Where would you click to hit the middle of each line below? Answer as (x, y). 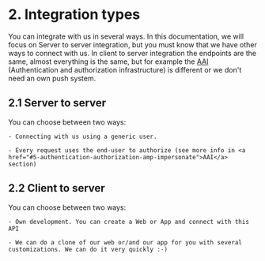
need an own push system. (52, 78)
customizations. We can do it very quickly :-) (88, 249)
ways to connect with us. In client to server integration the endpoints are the (132, 53)
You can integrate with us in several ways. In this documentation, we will (126, 36)
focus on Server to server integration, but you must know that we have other (132, 44)
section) (23, 164)
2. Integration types (74, 15)
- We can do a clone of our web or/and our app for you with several (125, 242)
